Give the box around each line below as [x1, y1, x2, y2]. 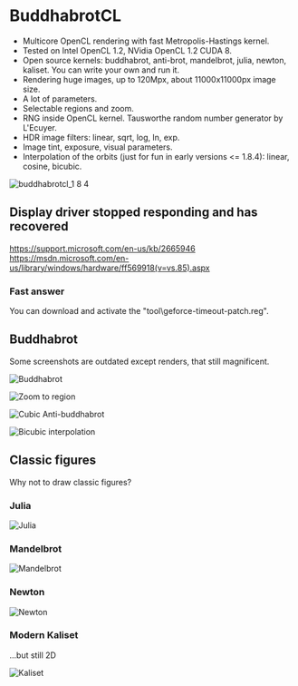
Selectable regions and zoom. [22, 103, 134, 113]
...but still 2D [9, 650, 57, 661]
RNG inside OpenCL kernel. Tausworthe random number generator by [22, 113, 284, 123]
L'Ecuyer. [22, 122, 57, 132]
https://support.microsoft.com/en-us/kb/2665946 [9, 242, 197, 254]
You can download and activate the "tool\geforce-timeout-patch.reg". [9, 306, 269, 317]
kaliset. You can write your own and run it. [22, 64, 179, 75]
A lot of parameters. [22, 93, 98, 104]
